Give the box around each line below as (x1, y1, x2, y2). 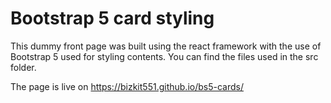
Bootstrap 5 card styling (10, 7, 215, 30)
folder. (10, 61, 37, 73)
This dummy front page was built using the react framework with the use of (10, 40, 322, 52)
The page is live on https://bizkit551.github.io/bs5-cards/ (10, 80, 244, 92)
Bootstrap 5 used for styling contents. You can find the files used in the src (10, 50, 319, 62)
